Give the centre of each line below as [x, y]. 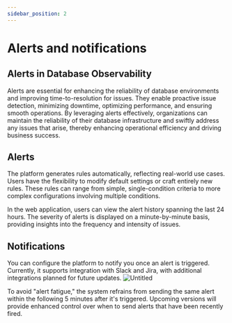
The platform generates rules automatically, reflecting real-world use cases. [116, 174]
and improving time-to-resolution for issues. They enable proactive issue [112, 98]
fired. [15, 314]
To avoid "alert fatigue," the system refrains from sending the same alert [111, 292]
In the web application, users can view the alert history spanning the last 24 [116, 209]
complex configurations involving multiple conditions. [84, 196]
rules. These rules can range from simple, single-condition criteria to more [114, 188]
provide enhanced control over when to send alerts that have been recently [115, 306]
